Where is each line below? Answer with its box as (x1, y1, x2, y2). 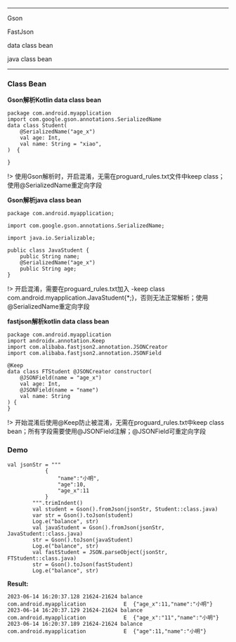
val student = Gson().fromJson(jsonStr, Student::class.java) (32, 506, 218, 513)
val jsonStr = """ (7, 461, 61, 468)
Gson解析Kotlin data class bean (7, 96, 102, 104)
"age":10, (57, 481, 86, 488)
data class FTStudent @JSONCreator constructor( (7, 368, 152, 375)
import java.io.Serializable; (7, 235, 96, 242)
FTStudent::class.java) (7, 555, 77, 562)
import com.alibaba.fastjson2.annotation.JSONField (7, 349, 162, 357)
